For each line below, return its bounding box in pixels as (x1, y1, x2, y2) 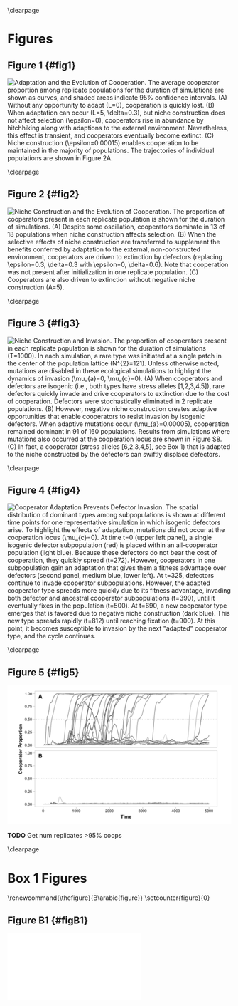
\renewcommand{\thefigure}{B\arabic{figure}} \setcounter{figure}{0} (7, 893, 210, 902)
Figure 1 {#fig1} (7, 59, 77, 71)
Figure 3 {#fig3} (7, 317, 80, 330)
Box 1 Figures (7, 870, 87, 886)
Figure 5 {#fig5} (7, 666, 80, 678)
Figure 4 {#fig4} (7, 484, 81, 497)
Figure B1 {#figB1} (7, 914, 89, 926)
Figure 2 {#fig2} (7, 188, 80, 200)
